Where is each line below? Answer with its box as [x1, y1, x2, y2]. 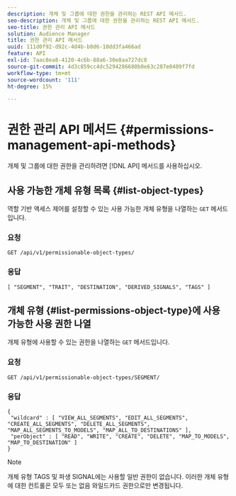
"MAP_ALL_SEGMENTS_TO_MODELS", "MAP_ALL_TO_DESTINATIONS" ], [7, 427, 192, 434]
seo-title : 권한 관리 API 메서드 [7, 23, 96, 30]
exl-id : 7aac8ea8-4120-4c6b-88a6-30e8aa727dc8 [7, 57, 147, 64]
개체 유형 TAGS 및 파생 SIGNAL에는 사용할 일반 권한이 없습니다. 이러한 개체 [7, 473, 216, 480]
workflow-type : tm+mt [7, 69, 72, 77]
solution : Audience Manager [7, 30, 91, 38]
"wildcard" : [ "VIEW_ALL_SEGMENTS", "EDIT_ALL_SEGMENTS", [10, 415, 189, 422]
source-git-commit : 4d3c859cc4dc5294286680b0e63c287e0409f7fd [7, 63, 195, 70]
